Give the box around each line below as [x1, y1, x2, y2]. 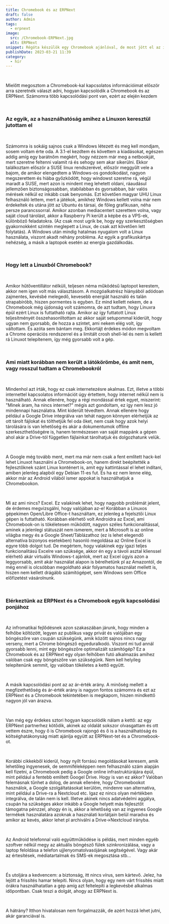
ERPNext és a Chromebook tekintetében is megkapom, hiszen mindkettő [6, 692, 155, 698]
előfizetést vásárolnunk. [6, 575, 55, 581]
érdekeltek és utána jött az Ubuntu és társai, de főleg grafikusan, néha [6, 202, 151, 208]
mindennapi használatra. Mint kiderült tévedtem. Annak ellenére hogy [6, 407, 149, 413]
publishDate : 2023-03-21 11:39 [6, 49, 71, 54]
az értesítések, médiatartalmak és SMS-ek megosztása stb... [6, 852, 131, 859]
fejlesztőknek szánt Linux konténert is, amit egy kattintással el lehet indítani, [6, 464, 162, 471]
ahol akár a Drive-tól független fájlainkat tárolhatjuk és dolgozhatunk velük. [6, 434, 161, 441]
